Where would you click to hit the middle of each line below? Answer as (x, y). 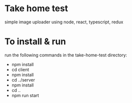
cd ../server (23, 80)
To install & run (35, 42)
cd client (20, 69)
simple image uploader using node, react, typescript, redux (64, 22)
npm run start (25, 95)
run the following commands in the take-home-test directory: (66, 55)
